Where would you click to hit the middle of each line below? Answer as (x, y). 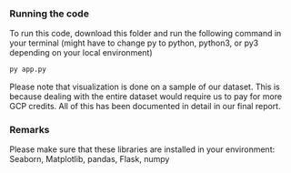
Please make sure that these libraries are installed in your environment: (142, 149)
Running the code (49, 14)
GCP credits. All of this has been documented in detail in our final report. (145, 107)
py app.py (28, 70)
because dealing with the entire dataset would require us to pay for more (146, 97)
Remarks (30, 130)
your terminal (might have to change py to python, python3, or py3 (134, 43)
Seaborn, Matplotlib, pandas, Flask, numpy (90, 159)
